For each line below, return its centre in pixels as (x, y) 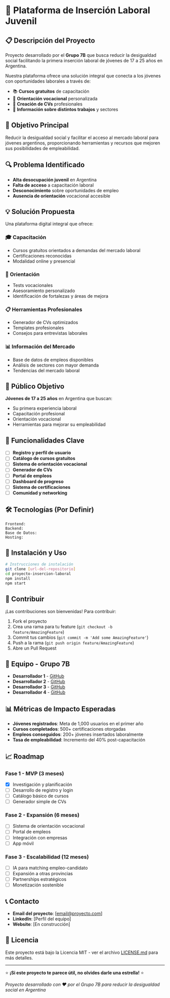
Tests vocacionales (33, 286)
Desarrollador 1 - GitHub (38, 676)
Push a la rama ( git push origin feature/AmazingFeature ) (73, 643)
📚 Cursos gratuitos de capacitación (51, 91)
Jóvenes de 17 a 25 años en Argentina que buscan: (59, 399)
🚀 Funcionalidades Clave (45, 440)
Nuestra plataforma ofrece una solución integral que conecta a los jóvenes (83, 76)
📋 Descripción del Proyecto (50, 40)
